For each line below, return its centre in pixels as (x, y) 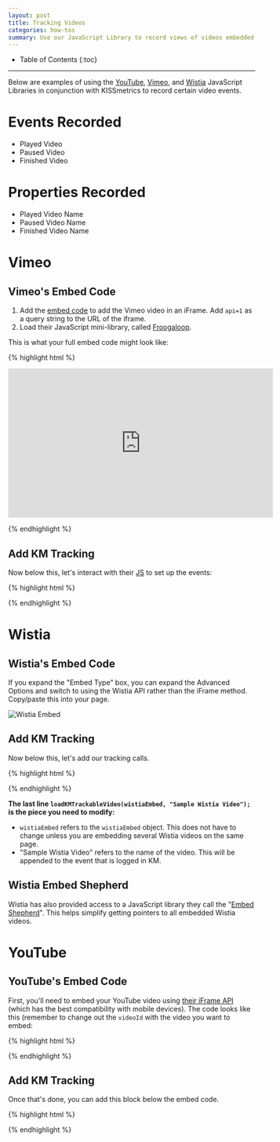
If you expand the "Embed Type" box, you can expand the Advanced (119, 682)
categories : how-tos (42, 30)
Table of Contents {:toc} (58, 60)
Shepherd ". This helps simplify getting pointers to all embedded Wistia (122, 913)
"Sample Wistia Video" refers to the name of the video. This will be (127, 852)
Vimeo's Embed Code (62, 291)
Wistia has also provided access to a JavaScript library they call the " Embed (131, 904)
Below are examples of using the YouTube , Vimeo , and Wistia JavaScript (125, 82)
